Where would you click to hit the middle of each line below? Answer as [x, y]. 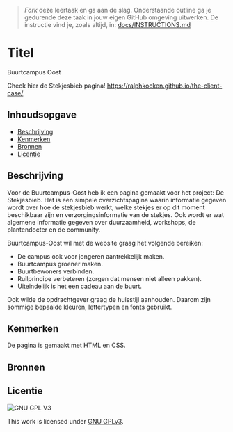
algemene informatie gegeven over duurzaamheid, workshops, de [102, 222]
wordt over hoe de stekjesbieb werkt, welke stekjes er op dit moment [106, 207]
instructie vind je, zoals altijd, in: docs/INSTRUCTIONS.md [107, 25]
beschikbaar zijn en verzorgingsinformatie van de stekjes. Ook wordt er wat [115, 214]
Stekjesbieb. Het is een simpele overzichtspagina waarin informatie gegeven [117, 200]
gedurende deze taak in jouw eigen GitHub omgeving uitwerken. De [121, 17]
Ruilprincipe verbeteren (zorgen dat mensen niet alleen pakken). [109, 278]
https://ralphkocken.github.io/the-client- [164, 86]
